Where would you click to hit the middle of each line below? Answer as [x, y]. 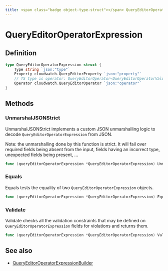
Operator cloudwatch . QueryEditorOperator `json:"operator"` [78, 83]
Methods [19, 104]
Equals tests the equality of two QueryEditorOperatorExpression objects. [79, 187]
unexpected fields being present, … [42, 155]
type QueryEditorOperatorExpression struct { [53, 65]
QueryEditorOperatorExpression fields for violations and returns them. [77, 226]
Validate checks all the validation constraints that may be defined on [75, 220]
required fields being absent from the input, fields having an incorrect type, [82, 149]
